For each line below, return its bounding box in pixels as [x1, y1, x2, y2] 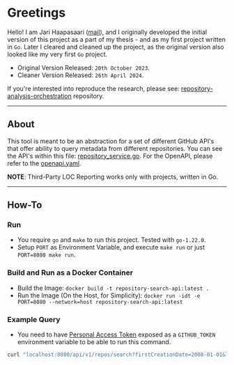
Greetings [7, 5, 66, 21]
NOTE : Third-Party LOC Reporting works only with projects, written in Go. [7, 172, 219, 181]
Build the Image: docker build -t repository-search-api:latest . [17, 284, 210, 292]
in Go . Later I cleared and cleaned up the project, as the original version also [7, 42, 224, 51]
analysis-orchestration [7, 92, 72, 100]
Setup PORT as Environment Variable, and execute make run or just [17, 243, 205, 252]
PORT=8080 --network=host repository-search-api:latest [17, 298, 183, 305]
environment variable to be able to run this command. [17, 338, 171, 346]
